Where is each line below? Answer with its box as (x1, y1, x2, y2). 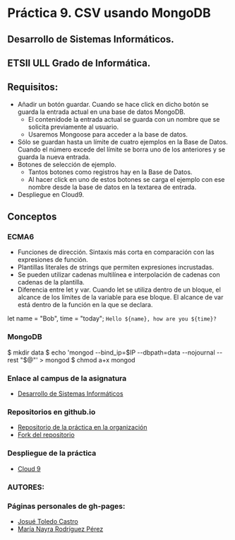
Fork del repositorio (17, 430, 76, 440)
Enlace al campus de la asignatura (7, 373, 127, 383)
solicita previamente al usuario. (28, 122, 119, 131)
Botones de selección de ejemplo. (17, 160, 116, 168)
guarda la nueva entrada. (17, 152, 90, 161)
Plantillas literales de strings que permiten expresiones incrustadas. (17, 263, 215, 272)
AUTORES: (7, 482, 44, 492)
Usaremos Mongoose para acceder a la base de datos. (28, 130, 188, 139)
